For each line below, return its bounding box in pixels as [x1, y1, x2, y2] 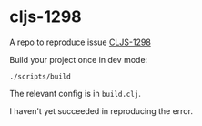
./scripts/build [9, 71, 71, 81]
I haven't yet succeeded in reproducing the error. [9, 105, 194, 116]
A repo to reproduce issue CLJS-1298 [9, 37, 152, 47]
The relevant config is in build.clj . [9, 88, 141, 99]
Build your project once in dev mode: [9, 54, 148, 65]
